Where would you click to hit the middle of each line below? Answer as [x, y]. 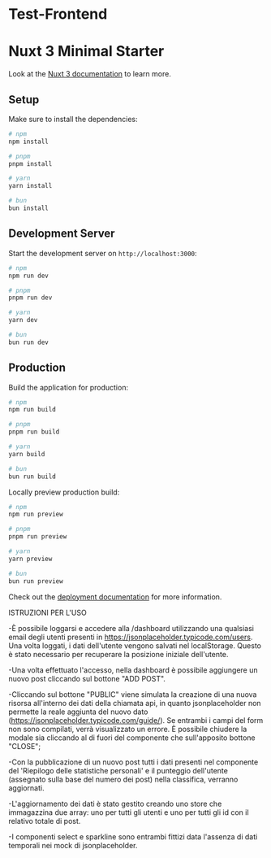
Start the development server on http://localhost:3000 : [103, 253]
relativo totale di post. [45, 821]
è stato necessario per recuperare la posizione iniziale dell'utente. [118, 654]
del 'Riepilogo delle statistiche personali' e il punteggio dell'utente [118, 770]
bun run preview [36, 581]
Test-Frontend [58, 14]
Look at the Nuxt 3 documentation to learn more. [90, 74]
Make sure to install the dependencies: [73, 119]
